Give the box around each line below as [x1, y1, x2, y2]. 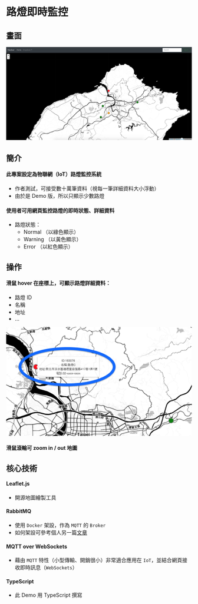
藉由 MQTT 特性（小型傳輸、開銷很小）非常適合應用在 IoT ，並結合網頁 [14, 557, 183, 564]
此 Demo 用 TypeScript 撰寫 [14, 592, 82, 599]
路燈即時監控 [6, 5, 69, 19]
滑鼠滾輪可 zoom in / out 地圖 [6, 444, 78, 452]
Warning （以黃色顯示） [23, 236, 82, 243]
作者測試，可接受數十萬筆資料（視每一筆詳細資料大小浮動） [14, 185, 160, 192]
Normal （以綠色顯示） [23, 228, 80, 235]
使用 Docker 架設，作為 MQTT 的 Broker [14, 522, 106, 529]
